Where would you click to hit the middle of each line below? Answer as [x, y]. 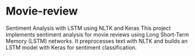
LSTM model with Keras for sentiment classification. [71, 47]
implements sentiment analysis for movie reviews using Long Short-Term [97, 34]
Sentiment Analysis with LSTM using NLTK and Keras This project [88, 28]
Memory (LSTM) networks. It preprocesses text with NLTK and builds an [97, 41]
